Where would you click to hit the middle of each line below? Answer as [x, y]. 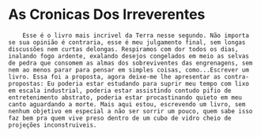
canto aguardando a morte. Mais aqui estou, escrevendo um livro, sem [127, 104]
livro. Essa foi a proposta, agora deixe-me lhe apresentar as [115, 76]
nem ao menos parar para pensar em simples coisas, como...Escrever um [129, 70]
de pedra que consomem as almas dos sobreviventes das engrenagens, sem [130, 63]
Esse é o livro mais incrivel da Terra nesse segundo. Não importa [136, 35]
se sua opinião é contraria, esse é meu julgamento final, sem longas [127, 42]
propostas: [26, 83]
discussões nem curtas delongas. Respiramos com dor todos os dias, [123, 49]
